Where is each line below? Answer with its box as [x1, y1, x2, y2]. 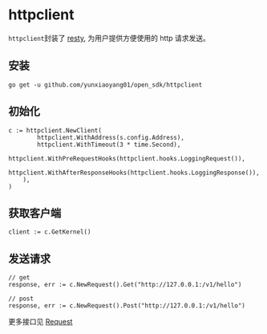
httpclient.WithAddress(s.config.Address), [37, 133, 184, 141]
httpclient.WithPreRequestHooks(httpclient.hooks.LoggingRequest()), [8, 154, 246, 162]
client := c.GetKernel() [8, 228, 91, 236]
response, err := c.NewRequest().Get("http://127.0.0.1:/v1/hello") [8, 281, 242, 289]
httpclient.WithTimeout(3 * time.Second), [37, 141, 181, 149]
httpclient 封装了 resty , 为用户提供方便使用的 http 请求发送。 [8, 33, 211, 43]
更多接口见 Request [8, 317, 73, 327]
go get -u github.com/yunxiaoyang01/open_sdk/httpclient [8, 80, 203, 89]
